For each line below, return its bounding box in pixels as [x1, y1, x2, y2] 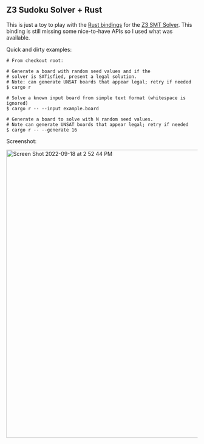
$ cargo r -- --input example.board [6, 105, 99, 111]
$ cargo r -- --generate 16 [6, 127, 78, 133]
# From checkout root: [6, 57, 64, 63]
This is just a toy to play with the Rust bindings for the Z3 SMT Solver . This [6, 21, 192, 28]
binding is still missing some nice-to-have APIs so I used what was [6, 27, 173, 35]
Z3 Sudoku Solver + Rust [6, 5, 102, 15]
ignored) [6, 100, 29, 106]
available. [6, 33, 30, 41]
